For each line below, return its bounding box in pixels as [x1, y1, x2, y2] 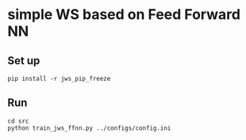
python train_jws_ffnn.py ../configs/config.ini [7, 124, 171, 132]
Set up [7, 54, 40, 67]
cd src [7, 117, 29, 125]
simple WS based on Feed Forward [7, 6, 241, 24]
